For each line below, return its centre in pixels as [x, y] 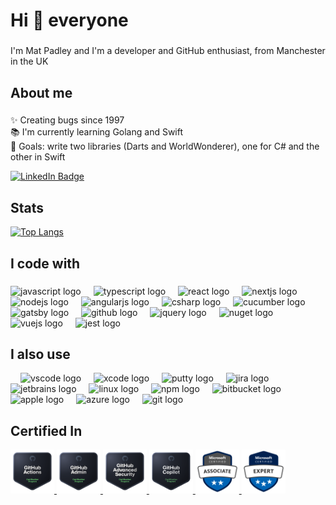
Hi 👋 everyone [69, 20]
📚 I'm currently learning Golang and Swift [97, 132]
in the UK [29, 61]
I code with [45, 263]
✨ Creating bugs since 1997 [67, 120]
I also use [40, 354]
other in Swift [38, 157]
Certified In [46, 430]
